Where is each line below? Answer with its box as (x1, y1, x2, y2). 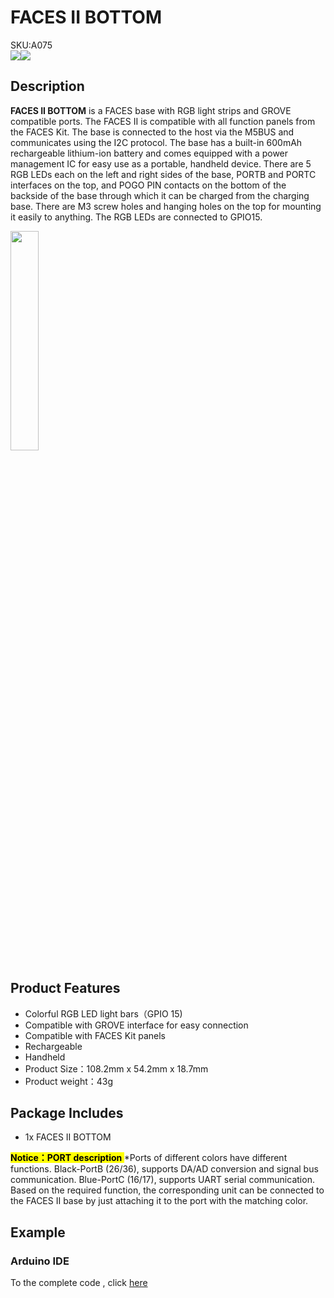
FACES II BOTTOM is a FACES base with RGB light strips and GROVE (10, 104, 292, 116)
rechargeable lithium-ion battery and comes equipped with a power (10, 147, 289, 159)
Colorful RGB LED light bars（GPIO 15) (24, 1007, 183, 1020)
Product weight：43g (24, 1075, 114, 1087)
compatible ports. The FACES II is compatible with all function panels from (10, 115, 316, 127)
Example (10, 1224, 66, 1241)
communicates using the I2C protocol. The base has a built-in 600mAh (10, 136, 303, 148)
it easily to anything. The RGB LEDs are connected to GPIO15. (10, 211, 263, 223)
